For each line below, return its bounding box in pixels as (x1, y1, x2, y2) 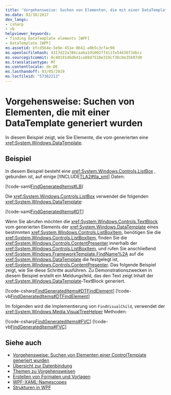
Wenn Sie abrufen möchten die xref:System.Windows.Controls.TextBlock (5, 218, 158, 224)
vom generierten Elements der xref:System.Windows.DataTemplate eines (5, 224, 159, 230)
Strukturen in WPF (12, 384, 51, 390)
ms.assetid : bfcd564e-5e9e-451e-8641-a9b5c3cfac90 (5, 45, 115, 50)
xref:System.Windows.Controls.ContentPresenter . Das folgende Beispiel (5, 261, 156, 268)
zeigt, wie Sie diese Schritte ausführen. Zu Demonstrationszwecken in (5, 267, 152, 273)
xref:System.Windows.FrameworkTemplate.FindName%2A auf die (5, 251, 144, 257)
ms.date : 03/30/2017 (5, 12, 49, 17)
